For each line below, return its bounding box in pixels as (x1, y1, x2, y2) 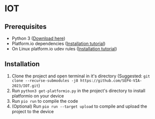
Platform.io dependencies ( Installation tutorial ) (11, 41, 106, 47)
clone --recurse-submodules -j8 (11, 78, 78, 83)
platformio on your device (11, 93, 64, 98)
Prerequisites (4, 23, 47, 31)
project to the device (11, 108, 54, 114)
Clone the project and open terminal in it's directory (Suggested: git (11, 73, 151, 79)
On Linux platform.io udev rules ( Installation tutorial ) (11, 46, 117, 51)
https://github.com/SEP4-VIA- (80, 78, 142, 83)
